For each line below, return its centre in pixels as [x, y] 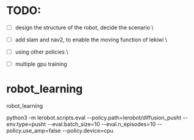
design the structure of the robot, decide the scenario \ [84, 27]
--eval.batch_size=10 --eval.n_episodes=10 [102, 124]
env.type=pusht [26, 124]
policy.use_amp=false [34, 131]
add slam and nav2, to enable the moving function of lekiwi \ [91, 40]
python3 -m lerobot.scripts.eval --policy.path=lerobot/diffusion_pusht [94, 118]
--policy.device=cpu [88, 131]
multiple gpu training [41, 64]
